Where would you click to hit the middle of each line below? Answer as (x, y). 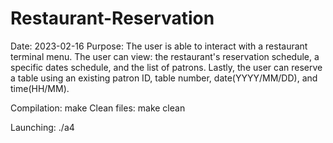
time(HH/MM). (40, 88)
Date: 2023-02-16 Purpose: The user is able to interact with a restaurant (159, 46)
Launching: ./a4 (42, 127)
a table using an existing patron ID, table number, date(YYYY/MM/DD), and (164, 78)
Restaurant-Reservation (112, 18)
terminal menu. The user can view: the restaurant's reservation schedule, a (165, 56)
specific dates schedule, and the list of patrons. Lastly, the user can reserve (166, 67)
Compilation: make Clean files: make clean (98, 108)
